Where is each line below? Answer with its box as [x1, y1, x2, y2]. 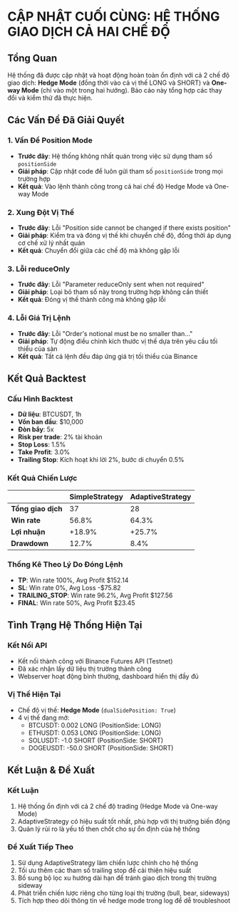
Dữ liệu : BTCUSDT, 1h [17, 410, 82, 419]
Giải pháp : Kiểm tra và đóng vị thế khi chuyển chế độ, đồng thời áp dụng [17, 231, 232, 239]
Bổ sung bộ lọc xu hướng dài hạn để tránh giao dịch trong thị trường [17, 874, 217, 882]
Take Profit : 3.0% [17, 448, 70, 456]
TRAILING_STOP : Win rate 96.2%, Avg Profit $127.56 [17, 591, 173, 599]
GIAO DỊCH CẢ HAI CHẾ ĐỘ [7, 23, 171, 40]
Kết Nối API [7, 641, 48, 651]
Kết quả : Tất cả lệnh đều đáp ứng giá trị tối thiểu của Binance [17, 352, 198, 360]
